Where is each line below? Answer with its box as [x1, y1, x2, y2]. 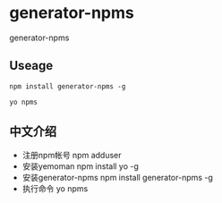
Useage [9, 58, 54, 73]
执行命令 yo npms [21, 182, 89, 194]
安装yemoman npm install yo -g [21, 160, 139, 172]
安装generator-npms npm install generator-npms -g [21, 172, 213, 182]
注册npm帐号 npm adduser [21, 149, 122, 160]
